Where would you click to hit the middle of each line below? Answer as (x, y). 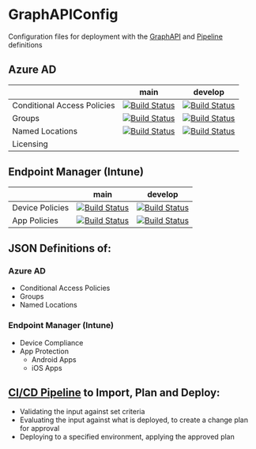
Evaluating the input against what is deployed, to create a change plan (134, 420)
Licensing (30, 144)
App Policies (36, 221)
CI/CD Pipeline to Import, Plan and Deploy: (114, 392)
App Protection (44, 351)
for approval (40, 428)
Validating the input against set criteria (82, 412)
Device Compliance (51, 342)
